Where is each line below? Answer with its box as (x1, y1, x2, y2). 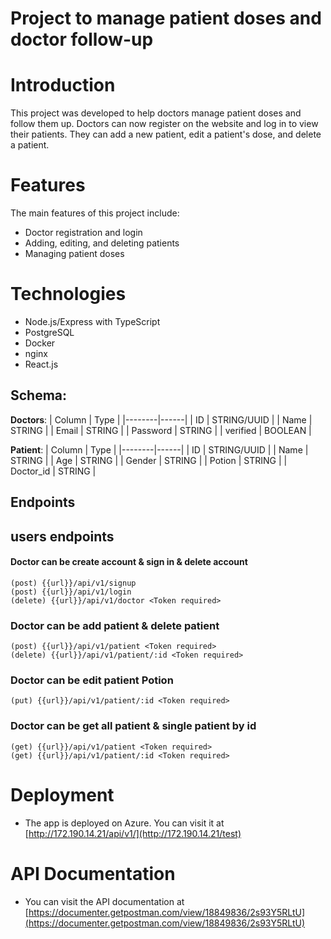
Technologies (10, 283, 127, 306)
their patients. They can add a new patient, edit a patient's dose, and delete (10, 128, 322, 141)
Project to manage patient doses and (10, 7, 322, 30)
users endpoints (10, 528, 115, 545)
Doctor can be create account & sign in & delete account (10, 556, 248, 568)
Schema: (10, 387, 68, 404)
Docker (24, 337, 56, 349)
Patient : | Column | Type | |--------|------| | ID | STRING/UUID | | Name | (10, 443, 309, 456)
